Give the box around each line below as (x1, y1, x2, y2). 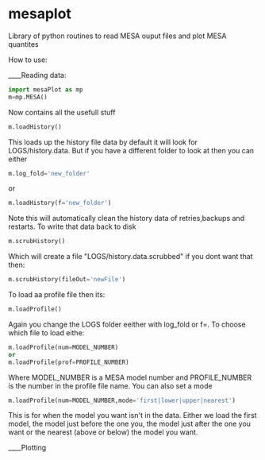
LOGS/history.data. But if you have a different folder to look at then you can (8, 145, 255, 155)
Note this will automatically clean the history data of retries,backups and (8, 214, 244, 223)
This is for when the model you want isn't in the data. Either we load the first (8, 411, 257, 420)
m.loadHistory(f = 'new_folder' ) (8, 199, 112, 207)
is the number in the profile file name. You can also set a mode (8, 381, 213, 390)
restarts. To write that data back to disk (8, 222, 136, 231)
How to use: (8, 55, 48, 64)
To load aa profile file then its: (8, 290, 106, 300)
